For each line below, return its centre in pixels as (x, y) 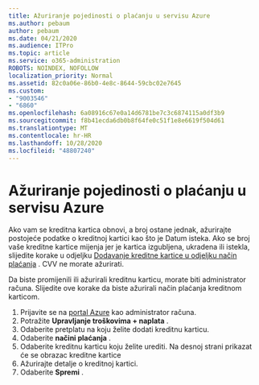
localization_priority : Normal (61, 76)
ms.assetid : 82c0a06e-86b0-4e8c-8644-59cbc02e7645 (95, 83)
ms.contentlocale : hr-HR (50, 135)
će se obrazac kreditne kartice (70, 355)
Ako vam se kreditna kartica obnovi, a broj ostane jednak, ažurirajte (120, 230)
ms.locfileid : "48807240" (51, 151)
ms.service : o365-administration (64, 61)
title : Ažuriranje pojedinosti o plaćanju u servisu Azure (109, 16)
